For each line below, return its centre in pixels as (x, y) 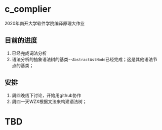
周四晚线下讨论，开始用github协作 (46, 95)
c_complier (28, 9)
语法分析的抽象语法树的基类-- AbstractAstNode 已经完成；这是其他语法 (82, 59)
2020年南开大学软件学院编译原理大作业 (45, 23)
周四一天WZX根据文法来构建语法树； (49, 101)
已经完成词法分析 (29, 53)
